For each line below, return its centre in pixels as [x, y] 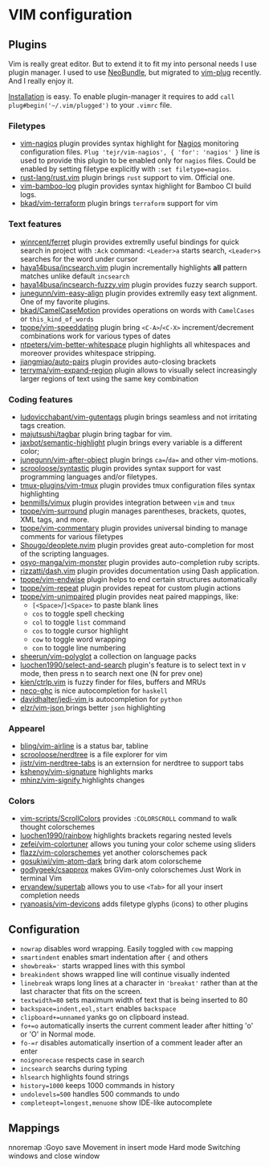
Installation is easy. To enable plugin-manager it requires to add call [122, 97]
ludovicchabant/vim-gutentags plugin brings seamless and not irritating [139, 417]
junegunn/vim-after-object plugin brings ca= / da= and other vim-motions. [139, 460]
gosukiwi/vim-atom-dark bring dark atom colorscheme [111, 861]
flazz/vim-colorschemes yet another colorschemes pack [114, 853]
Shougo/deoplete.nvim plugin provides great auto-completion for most [137, 545]
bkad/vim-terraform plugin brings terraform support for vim [119, 204]
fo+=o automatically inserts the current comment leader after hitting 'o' [137, 1026]
